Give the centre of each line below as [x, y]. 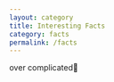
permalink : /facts [43, 42]
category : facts [39, 34]
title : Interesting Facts [57, 26]
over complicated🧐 [44, 68]
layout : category [41, 17]
